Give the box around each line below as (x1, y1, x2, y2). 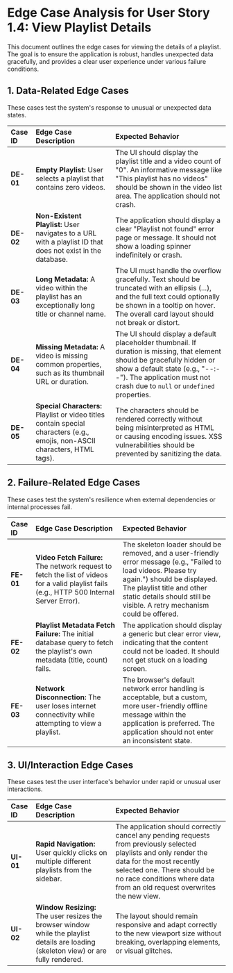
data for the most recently (115, 856, 200, 866)
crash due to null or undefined (115, 381, 215, 390)
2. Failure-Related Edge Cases (7, 477, 141, 489)
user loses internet (35, 701, 96, 710)
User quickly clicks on (35, 848, 107, 858)
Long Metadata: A (35, 274, 96, 284)
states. (7, 110, 26, 119)
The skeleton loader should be (122, 540, 222, 549)
